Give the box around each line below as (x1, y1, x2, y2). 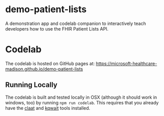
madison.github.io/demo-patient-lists (5, 66, 83, 72)
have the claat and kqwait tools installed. (5, 105, 90, 111)
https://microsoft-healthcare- (95, 60, 157, 67)
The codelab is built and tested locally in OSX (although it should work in (5, 94, 157, 100)
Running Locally (5, 80, 57, 90)
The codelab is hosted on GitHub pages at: (5, 60, 95, 67)
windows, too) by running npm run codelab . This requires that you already (5, 99, 159, 105)
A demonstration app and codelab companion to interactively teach (5, 20, 146, 26)
